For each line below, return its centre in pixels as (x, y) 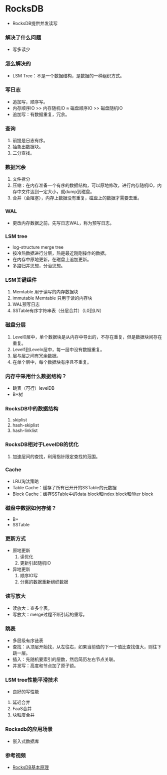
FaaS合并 (22, 709)
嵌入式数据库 (25, 741)
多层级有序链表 (28, 640)
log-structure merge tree (38, 247)
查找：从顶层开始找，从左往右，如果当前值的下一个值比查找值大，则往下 (87, 646)
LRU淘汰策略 (25, 481)
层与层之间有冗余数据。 (36, 356)
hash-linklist (25, 430)
